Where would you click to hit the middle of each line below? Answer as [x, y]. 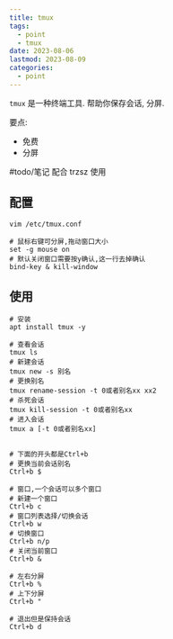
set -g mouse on [39, 249]
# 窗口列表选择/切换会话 [49, 517]
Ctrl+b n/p [30, 542]
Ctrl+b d [26, 627]
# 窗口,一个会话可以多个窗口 [56, 490]
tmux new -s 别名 [40, 372]
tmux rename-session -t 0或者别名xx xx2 [83, 391]
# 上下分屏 [27, 594]
